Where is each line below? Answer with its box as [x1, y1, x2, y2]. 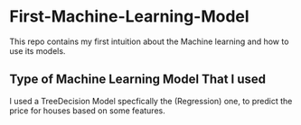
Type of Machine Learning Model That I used [9, 72, 267, 87]
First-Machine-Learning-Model [9, 6, 250, 27]
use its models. [9, 45, 66, 56]
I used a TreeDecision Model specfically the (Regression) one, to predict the [9, 95, 293, 106]
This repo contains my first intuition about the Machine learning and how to [9, 36, 289, 47]
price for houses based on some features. [9, 105, 165, 116]
